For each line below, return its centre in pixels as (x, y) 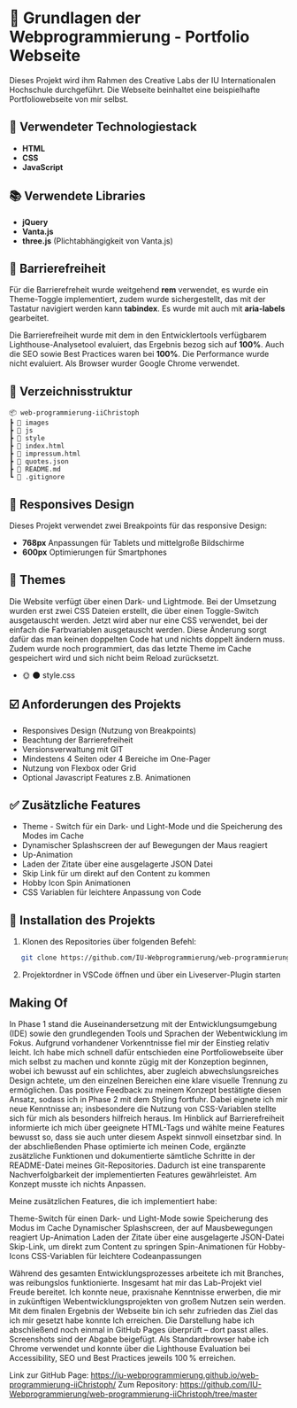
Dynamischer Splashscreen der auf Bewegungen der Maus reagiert (145, 845)
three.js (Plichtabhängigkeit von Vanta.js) (98, 241)
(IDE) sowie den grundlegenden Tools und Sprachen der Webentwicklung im (148, 1033)
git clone (39, 958)
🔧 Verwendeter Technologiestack (103, 127)
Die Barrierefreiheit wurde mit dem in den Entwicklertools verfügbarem (138, 335)
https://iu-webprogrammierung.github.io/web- (175, 1375)
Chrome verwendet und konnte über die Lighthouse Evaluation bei (130, 1348)
